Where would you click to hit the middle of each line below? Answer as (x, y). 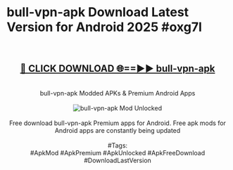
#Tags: (118, 145)
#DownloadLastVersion (118, 160)
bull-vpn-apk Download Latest (98, 12)
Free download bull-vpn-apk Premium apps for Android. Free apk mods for (118, 123)
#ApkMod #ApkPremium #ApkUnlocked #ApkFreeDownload (118, 152)
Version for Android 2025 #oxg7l (104, 27)
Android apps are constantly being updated (118, 130)
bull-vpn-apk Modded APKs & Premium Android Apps (118, 93)
